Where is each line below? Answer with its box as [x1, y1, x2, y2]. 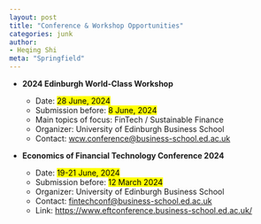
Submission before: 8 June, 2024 [35, 105, 157, 115]
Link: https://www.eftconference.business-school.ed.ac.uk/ [35, 205, 253, 215]
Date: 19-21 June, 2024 [35, 167, 121, 178]
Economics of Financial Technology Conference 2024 [21, 151, 225, 160]
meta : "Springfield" [9, 54, 86, 63]
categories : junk [9, 29, 73, 38]
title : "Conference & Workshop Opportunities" [9, 21, 184, 30]
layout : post [9, 12, 58, 22]
